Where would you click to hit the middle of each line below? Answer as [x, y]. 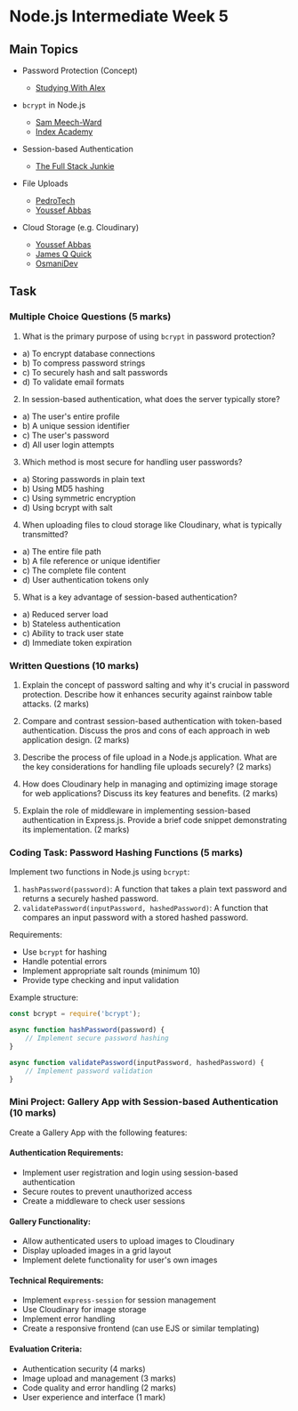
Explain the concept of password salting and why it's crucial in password [156, 685]
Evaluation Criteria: [46, 1349]
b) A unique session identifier [76, 425]
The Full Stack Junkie [75, 166]
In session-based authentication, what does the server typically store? [151, 399]
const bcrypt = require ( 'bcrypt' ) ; [75, 1014]
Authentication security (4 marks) [84, 1368]
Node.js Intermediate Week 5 [119, 16]
